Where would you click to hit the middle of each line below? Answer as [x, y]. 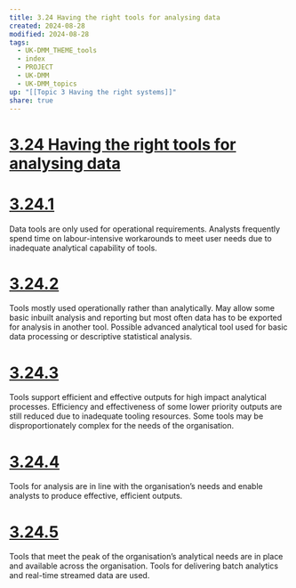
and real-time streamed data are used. [80, 576]
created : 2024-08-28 [48, 26]
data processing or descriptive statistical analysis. [101, 337]
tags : [19, 42]
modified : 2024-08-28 [49, 34]
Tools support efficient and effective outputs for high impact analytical [138, 397]
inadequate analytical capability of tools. [83, 248]
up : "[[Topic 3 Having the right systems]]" [93, 92]
